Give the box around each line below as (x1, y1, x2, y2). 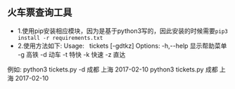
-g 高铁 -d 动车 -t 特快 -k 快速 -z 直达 (17, 50, 126, 58)
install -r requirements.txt (17, 34, 103, 41)
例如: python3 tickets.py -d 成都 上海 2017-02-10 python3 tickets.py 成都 (7, 65, 218, 74)
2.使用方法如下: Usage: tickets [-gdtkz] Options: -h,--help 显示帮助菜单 (17, 41, 227, 50)
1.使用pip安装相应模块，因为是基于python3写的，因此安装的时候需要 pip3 (17, 27, 229, 35)
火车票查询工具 (7, 6, 72, 19)
